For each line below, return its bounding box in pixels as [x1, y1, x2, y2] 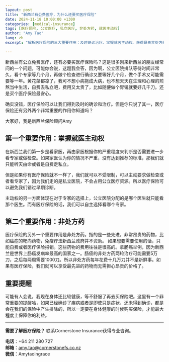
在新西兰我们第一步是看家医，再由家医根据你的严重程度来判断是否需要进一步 [5, 148, 164, 154]
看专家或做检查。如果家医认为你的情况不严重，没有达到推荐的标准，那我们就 [5, 154, 164, 161]
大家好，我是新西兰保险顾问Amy [5, 118, 72, 124]
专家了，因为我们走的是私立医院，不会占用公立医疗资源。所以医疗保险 [14, 178, 159, 184]
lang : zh [5, 36, 24, 41]
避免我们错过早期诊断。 [9, 184, 58, 190]
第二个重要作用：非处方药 [5, 217, 84, 226]
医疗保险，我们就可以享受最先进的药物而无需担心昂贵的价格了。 [14, 263, 146, 269]
